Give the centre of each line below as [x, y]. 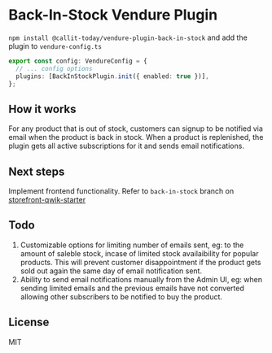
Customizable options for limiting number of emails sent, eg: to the [132, 245]
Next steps [37, 171]
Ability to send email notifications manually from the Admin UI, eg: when [141, 279]
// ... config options [54, 68]
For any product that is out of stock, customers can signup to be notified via [136, 129]
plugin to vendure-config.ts [55, 46]
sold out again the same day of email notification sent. [111, 271]
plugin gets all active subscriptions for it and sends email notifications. [126, 146]
